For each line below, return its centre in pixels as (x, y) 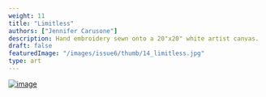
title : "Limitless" (41, 23)
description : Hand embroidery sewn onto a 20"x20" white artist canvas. (134, 38)
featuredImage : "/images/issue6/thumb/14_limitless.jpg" (107, 53)
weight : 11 (27, 16)
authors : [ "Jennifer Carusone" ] (63, 31)
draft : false (30, 46)
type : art (25, 61)
